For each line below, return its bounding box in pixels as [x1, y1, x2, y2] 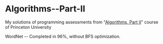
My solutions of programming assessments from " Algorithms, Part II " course [5, 19, 159, 25]
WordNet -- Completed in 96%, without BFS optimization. [5, 33, 121, 39]
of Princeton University [5, 24, 52, 30]
